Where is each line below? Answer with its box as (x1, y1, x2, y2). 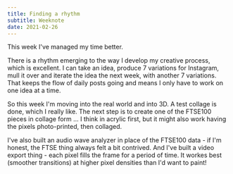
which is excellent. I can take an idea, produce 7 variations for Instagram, (7, 64, 220, 73)
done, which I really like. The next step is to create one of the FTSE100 (7, 107, 212, 116)
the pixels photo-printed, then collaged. (7, 123, 122, 131)
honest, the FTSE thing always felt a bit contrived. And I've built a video (7, 144, 215, 152)
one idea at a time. (7, 86, 61, 95)
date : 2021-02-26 (7, 23, 58, 30)
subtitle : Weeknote (7, 17, 65, 24)
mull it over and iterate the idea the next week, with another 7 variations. (7, 71, 217, 80)
